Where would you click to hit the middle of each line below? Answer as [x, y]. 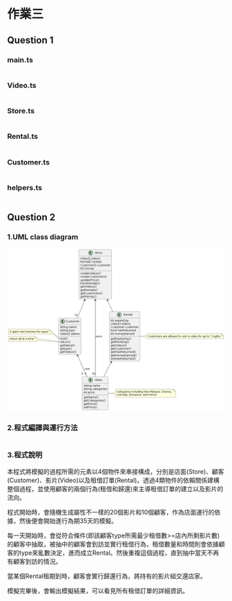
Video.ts [22, 85]
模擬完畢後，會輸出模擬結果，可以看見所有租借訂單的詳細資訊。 [98, 591]
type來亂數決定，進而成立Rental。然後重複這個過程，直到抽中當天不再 [119, 553]
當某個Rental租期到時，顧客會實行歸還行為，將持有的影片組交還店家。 [107, 576]
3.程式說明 [25, 455]
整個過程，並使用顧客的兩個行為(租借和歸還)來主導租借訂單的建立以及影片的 [115, 488]
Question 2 [31, 217]
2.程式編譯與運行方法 [42, 428]
